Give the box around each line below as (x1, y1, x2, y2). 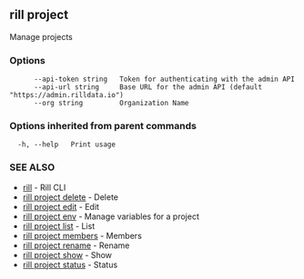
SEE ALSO (9, 161, 56, 174)
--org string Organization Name (33, 99, 189, 108)
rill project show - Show (22, 249, 112, 260)
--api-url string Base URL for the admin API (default (33, 83, 262, 92)
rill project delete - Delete (22, 191, 119, 203)
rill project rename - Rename (22, 240, 130, 251)
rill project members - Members (22, 230, 143, 241)
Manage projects (9, 31, 73, 42)
